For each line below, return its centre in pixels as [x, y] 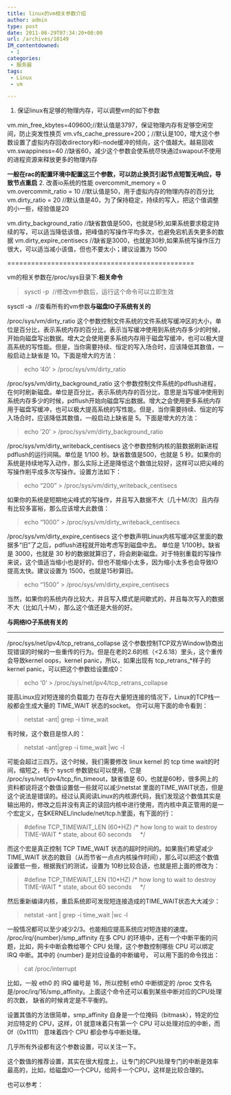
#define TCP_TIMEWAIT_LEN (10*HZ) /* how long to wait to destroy [120, 880]
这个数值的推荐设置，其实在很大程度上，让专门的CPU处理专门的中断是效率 [113, 1061]
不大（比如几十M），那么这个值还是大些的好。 [71, 608]
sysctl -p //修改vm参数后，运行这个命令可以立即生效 [99, 292]
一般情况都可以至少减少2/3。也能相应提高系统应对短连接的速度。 [99, 929]
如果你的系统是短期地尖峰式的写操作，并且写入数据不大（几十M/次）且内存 [113, 500]
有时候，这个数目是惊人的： [46, 734]
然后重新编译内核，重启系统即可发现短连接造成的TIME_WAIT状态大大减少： [114, 901]
